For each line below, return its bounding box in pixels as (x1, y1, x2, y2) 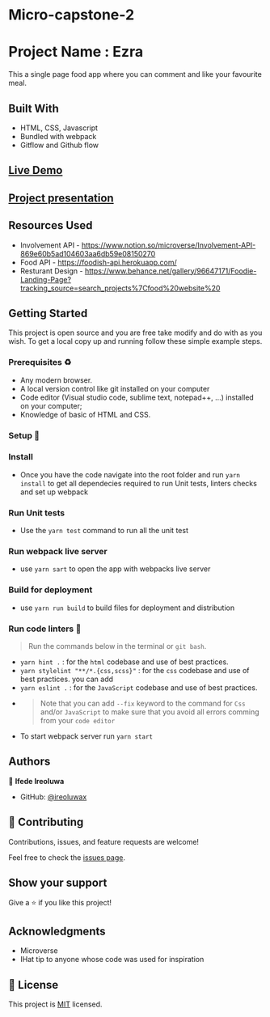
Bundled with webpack (19, 131, 97, 141)
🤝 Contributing (8, 816, 84, 829)
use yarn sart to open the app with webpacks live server (19, 564, 211, 574)
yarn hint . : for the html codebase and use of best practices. (19, 657, 229, 667)
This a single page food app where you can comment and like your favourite (8, 70, 263, 79)
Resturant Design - (19, 265, 83, 276)
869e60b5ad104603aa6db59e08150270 (19, 248, 156, 258)
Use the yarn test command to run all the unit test (19, 526, 188, 536)
